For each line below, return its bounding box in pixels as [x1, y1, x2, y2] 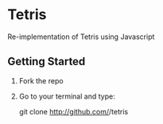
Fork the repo [18, 76, 64, 85]
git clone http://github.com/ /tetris [18, 107, 129, 116]
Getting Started [7, 55, 86, 68]
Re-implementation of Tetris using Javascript [7, 32, 155, 41]
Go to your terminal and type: [18, 91, 116, 101]
